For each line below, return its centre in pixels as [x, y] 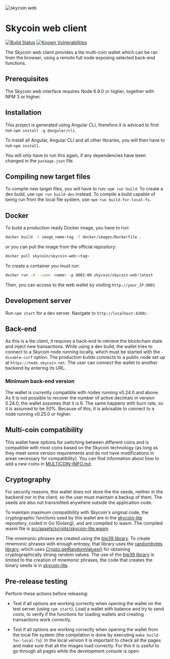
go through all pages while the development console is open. [76, 651]
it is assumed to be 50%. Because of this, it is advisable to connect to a [80, 408]
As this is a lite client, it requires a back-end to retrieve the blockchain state [84, 341]
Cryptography [28, 480]
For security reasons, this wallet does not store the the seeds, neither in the [84, 492]
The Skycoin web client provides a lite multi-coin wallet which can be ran [82, 52]
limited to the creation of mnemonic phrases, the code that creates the [79, 560]
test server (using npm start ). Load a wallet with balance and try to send [88, 609]
